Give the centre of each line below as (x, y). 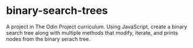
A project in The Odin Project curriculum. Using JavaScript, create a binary (96, 27)
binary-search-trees (57, 11)
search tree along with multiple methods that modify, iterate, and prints (92, 32)
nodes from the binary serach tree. (48, 39)
